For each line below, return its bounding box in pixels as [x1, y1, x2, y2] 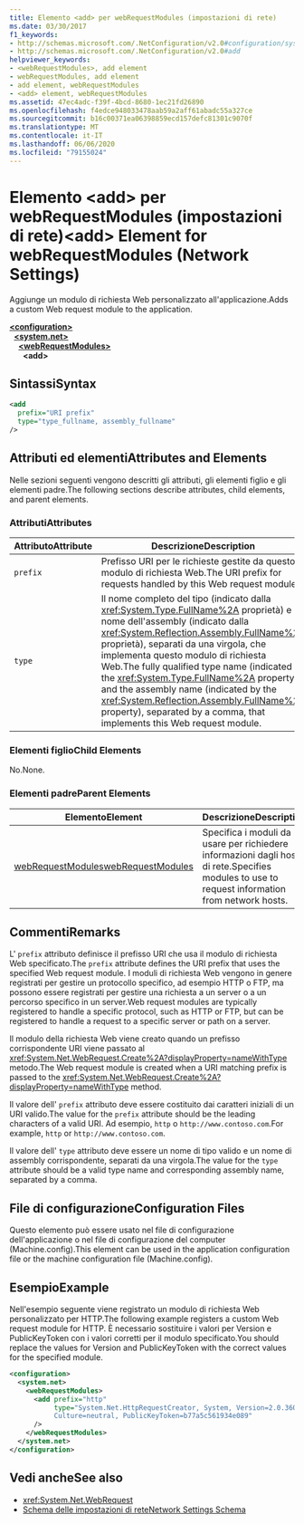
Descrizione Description [150, 540, 256, 552]
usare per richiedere [202, 837, 289, 849]
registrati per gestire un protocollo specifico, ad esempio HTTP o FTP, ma [9, 977, 284, 988]
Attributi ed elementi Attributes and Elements [9, 450, 267, 466]
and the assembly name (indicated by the [100, 683, 278, 695]
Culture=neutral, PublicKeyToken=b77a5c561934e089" [53, 1412, 253, 1421]
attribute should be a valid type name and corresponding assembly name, [9, 1165, 285, 1175]
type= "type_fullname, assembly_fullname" [17, 417, 176, 427]
